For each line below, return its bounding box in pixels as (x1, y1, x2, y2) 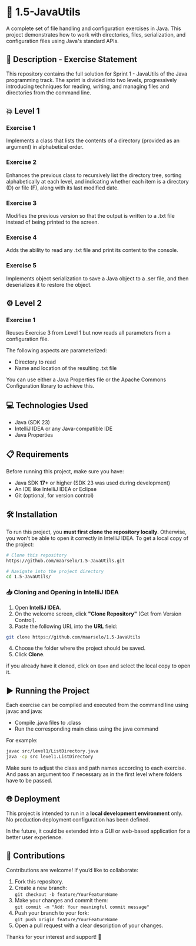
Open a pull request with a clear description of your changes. (14, 922, 164, 929)
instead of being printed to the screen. (6, 218, 99, 226)
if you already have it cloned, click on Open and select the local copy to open (6, 662, 191, 669)
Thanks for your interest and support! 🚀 (6, 933, 102, 940)
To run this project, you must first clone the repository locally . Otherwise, (6, 528, 187, 535)
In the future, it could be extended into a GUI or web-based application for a (6, 827, 190, 834)
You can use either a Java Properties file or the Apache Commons (6, 376, 167, 383)
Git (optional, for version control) (14, 492, 94, 499)
